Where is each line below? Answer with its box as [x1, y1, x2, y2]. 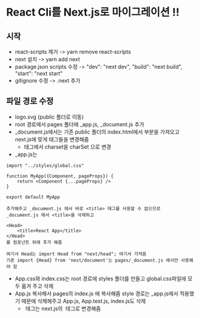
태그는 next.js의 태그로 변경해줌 [25, 305, 101, 312]
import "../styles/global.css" [6, 162, 84, 168]
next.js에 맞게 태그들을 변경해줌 [14, 135, 89, 143]
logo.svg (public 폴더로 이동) [14, 113, 84, 120]
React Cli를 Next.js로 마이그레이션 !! [6, 5, 180, 19]
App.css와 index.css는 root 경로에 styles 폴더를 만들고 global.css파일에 [14, 275, 187, 282]
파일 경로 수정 [6, 96, 54, 107]
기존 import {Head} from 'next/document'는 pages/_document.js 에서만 [6, 257, 178, 264]
